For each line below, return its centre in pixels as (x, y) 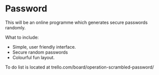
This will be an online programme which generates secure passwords (77, 22)
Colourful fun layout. (33, 57)
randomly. (15, 27)
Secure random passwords (40, 52)
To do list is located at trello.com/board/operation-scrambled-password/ (80, 67)
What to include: (22, 37)
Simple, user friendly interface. (44, 47)
